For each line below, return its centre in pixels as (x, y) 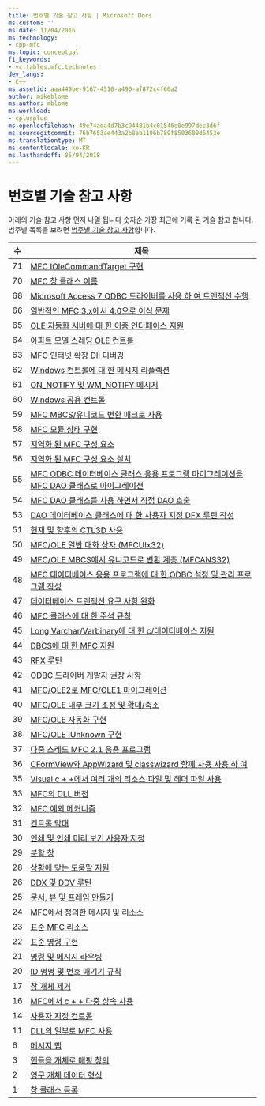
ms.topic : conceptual (44, 52)
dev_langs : (26, 74)
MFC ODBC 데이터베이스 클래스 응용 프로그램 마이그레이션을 (136, 474)
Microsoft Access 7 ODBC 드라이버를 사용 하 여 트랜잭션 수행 (140, 296)
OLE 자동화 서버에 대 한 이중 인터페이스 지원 (107, 326)
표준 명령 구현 (54, 942)
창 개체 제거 (50, 987)
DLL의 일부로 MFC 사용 (71, 1031)
